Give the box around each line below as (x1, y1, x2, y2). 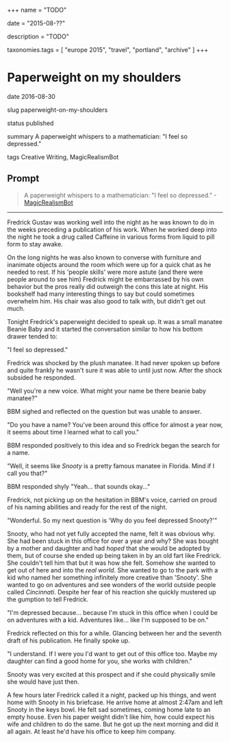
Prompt (7, 173, 40, 185)
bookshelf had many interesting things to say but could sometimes (7, 290, 195, 298)
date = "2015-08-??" (7, 19, 66, 27)
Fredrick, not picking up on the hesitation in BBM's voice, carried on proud (7, 496, 217, 504)
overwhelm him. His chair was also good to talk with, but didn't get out (7, 297, 206, 305)
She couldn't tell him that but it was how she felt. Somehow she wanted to (7, 559, 216, 567)
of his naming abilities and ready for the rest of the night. (7, 502, 168, 511)
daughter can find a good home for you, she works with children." (7, 657, 193, 665)
